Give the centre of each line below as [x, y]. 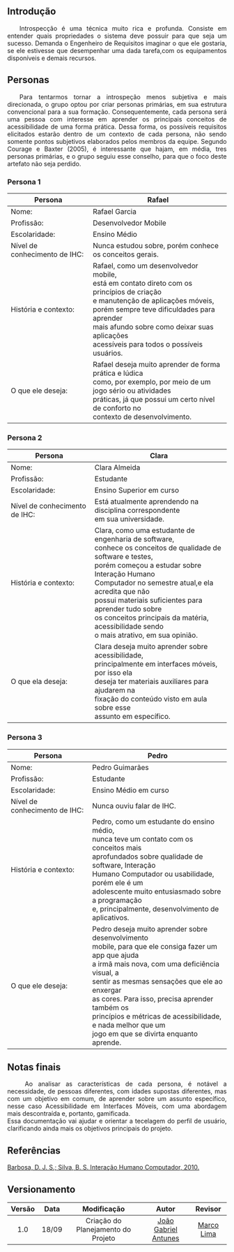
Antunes [166, 1238]
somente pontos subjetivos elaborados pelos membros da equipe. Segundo [117, 141]
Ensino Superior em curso [137, 490]
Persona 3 [25, 738]
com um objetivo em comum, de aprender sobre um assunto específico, [117, 1099]
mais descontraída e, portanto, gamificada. [69, 1114]
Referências [34, 1150]
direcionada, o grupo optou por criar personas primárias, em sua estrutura [117, 104]
